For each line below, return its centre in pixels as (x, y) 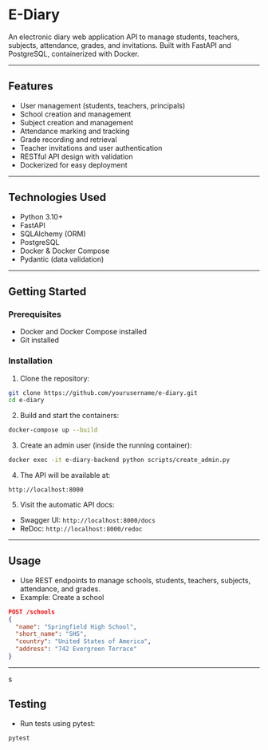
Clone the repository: (55, 378)
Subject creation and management (77, 122)
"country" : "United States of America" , (83, 641)
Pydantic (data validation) (62, 259)
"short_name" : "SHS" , (51, 634)
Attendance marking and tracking (75, 131)
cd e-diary (26, 401)
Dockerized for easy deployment (73, 164)
